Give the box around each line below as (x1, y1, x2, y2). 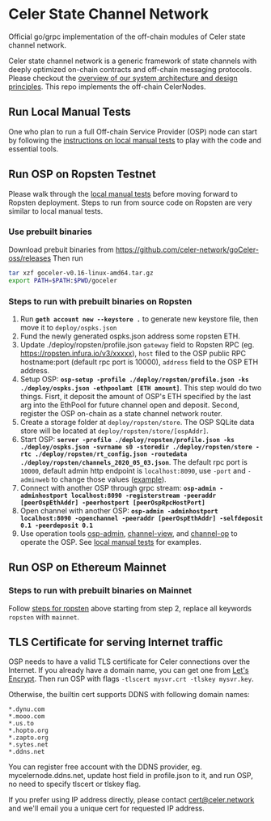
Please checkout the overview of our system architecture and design (8, 73, 238, 83)
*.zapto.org (8, 734, 49, 742)
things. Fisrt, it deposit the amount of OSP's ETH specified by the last (19, 391, 252, 401)
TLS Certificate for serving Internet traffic (8, 635, 224, 649)
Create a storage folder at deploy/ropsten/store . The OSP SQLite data (19, 417, 255, 427)
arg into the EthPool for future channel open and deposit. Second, (19, 400, 240, 410)
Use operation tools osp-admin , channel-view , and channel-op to (19, 528, 238, 538)
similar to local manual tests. (8, 206, 104, 215)
